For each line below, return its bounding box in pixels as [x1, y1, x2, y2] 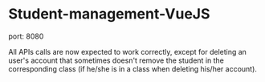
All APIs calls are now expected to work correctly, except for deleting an [8, 47, 247, 56]
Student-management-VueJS [8, 5, 210, 23]
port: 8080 [8, 31, 44, 41]
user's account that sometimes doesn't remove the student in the [8, 55, 225, 65]
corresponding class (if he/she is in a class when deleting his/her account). [8, 64, 257, 73]
